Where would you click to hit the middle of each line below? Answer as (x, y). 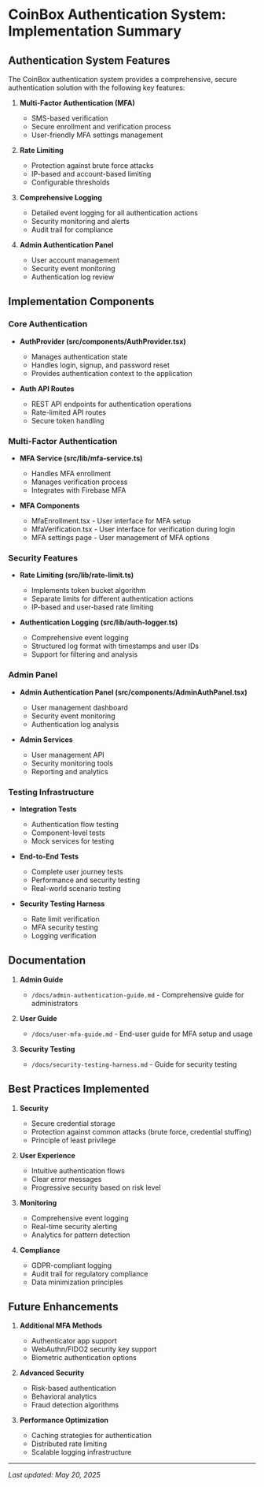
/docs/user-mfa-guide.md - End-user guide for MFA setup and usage (142, 1034)
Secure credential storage (73, 1123)
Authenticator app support (74, 1341)
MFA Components (49, 505)
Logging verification (64, 935)
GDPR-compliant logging (71, 1265)
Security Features (43, 557)
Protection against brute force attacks (93, 166)
